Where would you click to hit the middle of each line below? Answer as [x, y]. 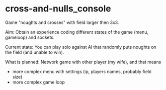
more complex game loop [39, 82]
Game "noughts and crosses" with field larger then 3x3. [62, 22]
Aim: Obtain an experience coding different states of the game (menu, [77, 32]
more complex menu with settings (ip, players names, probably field [82, 71]
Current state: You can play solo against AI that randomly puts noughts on [81, 47]
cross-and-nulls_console [58, 9]
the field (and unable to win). [35, 52]
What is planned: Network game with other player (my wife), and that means [83, 62]
